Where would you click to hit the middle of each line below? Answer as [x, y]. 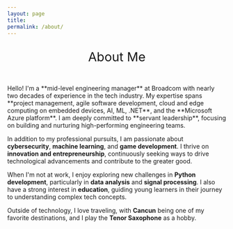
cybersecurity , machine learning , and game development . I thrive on [108, 146]
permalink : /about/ [35, 27]
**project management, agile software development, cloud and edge [105, 103]
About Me [117, 57]
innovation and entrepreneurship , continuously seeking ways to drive [108, 154]
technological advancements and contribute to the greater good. [100, 161]
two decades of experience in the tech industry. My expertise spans [105, 96]
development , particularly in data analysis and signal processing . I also [111, 182]
